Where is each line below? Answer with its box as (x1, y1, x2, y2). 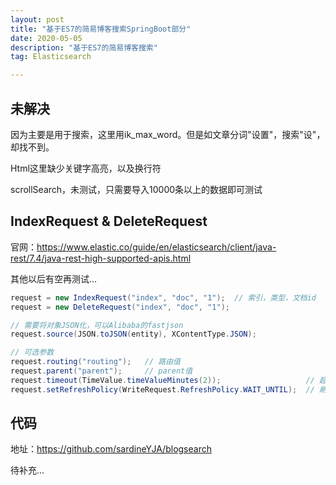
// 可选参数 (10, 347, 55, 358)
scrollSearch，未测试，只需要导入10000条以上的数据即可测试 (10, 183, 263, 195)
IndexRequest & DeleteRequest (10, 213, 208, 230)
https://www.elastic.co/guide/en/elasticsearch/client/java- (36, 241, 277, 253)
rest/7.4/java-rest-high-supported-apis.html (10, 252, 192, 264)
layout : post (10, 14, 65, 25)
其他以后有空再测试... (10, 272, 98, 285)
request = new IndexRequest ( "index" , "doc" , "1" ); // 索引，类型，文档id (10, 292, 317, 303)
